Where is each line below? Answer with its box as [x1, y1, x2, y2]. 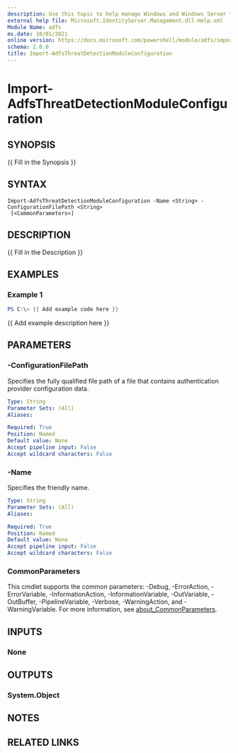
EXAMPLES [7, 268, 59, 281]
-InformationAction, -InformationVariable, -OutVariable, [49, 590, 210, 599]
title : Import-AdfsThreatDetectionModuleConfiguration [7, 50, 173, 58]
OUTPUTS [7, 669, 53, 681]
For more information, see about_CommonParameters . [59, 605, 217, 614]
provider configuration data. [7, 384, 89, 393]
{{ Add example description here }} [7, 319, 110, 327]
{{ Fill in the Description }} [7, 248, 84, 256]
